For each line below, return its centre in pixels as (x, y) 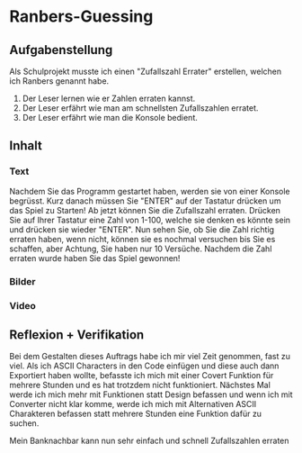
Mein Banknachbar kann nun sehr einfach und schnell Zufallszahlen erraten (149, 441)
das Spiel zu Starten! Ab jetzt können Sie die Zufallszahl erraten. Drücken (145, 210)
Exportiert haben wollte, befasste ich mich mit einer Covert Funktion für (142, 376)
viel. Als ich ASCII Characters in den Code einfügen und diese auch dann (144, 366)
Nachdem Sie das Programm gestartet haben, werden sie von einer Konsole (150, 191)
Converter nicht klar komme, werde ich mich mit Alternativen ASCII (133, 404)
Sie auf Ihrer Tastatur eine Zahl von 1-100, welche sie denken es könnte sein (150, 220)
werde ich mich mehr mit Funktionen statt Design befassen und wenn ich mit (151, 394)
